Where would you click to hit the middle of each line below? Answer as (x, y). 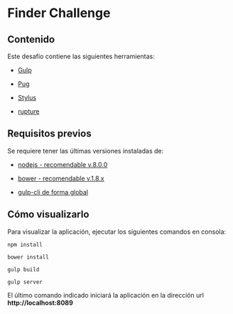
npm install (25, 244)
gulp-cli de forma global (53, 192)
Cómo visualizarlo (48, 215)
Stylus (27, 98)
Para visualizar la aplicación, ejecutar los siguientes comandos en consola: (117, 232)
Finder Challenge (59, 13)
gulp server (25, 282)
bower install (28, 257)
